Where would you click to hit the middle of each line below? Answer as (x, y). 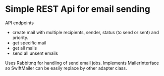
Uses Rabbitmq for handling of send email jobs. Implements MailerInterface (82, 63)
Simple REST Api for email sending (78, 9)
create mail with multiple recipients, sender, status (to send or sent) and (85, 32)
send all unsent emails (35, 53)
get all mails (25, 48)
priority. (20, 38)
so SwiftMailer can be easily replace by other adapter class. (66, 68)
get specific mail (29, 42)
